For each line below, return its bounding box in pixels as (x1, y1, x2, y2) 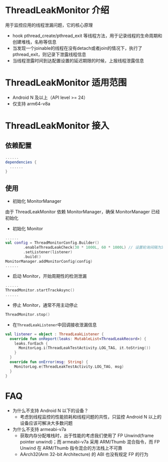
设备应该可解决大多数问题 (19, 420, 73, 426)
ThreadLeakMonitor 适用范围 (5, 77, 127, 88)
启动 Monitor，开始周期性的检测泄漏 (12, 273, 87, 279)
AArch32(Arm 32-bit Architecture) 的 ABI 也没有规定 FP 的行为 (19, 451, 148, 457)
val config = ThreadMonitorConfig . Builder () (5, 240, 99, 245)
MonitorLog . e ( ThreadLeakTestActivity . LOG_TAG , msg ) (14, 364, 124, 369)
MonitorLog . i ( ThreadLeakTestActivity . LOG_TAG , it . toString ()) (18, 346, 151, 351)
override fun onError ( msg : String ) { (9, 360, 88, 365)
